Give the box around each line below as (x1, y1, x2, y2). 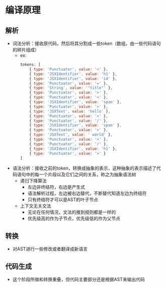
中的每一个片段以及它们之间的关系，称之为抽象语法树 (26, 171, 136, 177)
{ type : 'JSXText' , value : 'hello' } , (29, 109, 111, 114)
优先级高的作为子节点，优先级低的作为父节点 (27, 216, 121, 222)
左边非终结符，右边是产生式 (27, 184, 86, 190)
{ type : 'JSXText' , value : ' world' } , (29, 132, 113, 137)
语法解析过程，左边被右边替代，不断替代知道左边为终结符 (27, 190, 147, 197)
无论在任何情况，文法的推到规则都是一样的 (27, 209, 116, 215)
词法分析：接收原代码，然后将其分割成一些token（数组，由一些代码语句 (12, 41, 161, 46)
